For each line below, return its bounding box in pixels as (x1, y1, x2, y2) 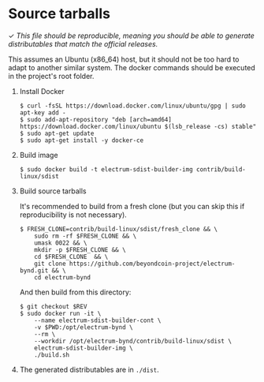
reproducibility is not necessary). (19, 210, 128, 219)
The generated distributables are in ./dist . (19, 365, 159, 374)
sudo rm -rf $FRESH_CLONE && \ (34, 232, 137, 240)
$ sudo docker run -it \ (19, 309, 102, 317)
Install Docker (19, 86, 65, 95)
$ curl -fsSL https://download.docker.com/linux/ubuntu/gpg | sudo (19, 102, 246, 110)
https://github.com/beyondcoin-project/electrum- (69, 260, 236, 268)
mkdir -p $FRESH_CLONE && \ (34, 245, 126, 253)
